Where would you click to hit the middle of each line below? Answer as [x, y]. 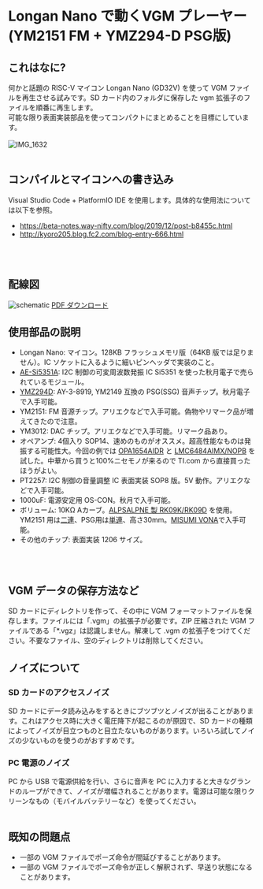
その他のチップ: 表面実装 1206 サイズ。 [83, 540]
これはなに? [37, 67]
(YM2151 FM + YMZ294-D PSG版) [120, 36]
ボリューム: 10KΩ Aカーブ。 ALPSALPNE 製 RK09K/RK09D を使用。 [128, 510]
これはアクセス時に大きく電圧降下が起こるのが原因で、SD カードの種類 [137, 720]
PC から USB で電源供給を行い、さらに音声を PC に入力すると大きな [119, 782]
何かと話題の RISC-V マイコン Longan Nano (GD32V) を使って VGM [118, 88]
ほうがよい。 [40, 471]
